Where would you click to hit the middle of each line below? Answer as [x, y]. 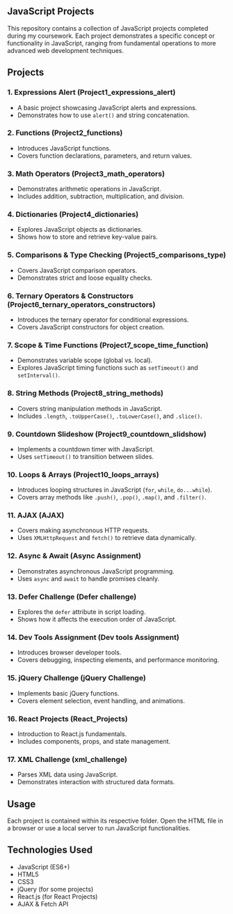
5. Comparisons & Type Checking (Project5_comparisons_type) [116, 255]
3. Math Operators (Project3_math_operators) [86, 174]
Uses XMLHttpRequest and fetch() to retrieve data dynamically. [107, 538]
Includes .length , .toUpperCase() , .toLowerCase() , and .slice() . [110, 416]
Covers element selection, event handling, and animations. [101, 701]
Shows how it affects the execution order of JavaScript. [97, 620]
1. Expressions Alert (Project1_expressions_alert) [91, 92]
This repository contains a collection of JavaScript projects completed [108, 28]
